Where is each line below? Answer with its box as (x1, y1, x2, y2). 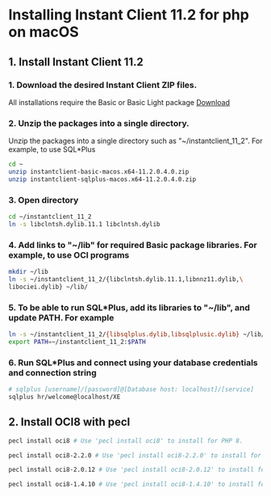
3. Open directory (8, 194, 79, 205)
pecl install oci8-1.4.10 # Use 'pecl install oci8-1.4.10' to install (8, 481, 254, 489)
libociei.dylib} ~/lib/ (8, 283, 89, 291)
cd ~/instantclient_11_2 (8, 212, 92, 221)
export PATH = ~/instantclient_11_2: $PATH (8, 338, 147, 346)
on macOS (8, 23, 79, 41)
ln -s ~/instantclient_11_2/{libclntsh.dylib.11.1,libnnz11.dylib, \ (8, 275, 244, 284)
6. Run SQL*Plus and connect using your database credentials (8, 357, 258, 368)
